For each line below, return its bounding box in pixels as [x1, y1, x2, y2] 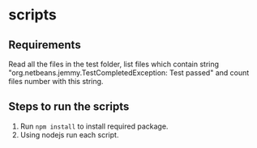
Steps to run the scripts [8, 99, 130, 114]
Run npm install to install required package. [19, 121, 169, 131]
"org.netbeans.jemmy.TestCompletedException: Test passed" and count [8, 68, 250, 78]
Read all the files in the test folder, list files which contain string [8, 59, 220, 69]
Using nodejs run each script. [19, 129, 119, 139]
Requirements [8, 38, 81, 52]
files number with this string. [8, 77, 104, 86]
